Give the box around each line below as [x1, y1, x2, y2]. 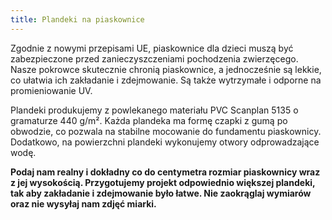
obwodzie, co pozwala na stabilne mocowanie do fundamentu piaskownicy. [10, 125, 322, 137]
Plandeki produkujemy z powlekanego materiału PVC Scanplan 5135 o [10, 104, 299, 116]
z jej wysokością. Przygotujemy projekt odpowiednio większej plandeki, [10, 176, 316, 188]
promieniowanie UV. [10, 84, 93, 96]
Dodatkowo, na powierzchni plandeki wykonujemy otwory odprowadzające [10, 136, 320, 148]
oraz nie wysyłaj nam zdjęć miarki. [10, 197, 157, 210]
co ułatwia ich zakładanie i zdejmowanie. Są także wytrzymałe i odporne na [10, 74, 322, 86]
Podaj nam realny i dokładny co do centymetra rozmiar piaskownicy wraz [10, 166, 321, 178]
